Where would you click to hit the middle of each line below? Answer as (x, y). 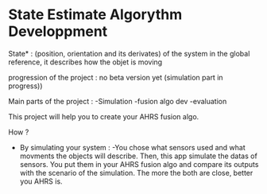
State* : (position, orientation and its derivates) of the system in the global (129, 53)
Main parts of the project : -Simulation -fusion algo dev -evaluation (118, 101)
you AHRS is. (41, 181)
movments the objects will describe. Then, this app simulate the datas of (139, 156)
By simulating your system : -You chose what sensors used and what (133, 147)
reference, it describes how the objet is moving (85, 62)
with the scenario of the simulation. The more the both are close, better (136, 173)
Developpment (58, 31)
